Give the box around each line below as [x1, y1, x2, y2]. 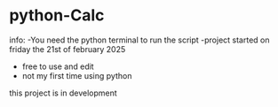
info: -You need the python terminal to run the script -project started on [9, 34, 270, 45]
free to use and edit [21, 61, 95, 72]
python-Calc [9, 5, 105, 26]
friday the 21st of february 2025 [9, 43, 126, 54]
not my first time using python [21, 70, 132, 80]
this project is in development [9, 88, 117, 98]
